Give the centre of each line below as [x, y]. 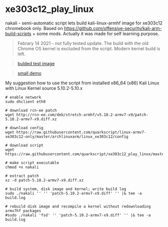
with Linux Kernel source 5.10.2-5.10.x [44, 88]
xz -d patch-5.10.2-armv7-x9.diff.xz [44, 180]
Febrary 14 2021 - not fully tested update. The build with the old [83, 43]
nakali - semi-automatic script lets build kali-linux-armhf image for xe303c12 [84, 23]
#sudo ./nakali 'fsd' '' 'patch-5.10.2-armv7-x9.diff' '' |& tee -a [78, 215]
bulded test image [36, 63]
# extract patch [22, 176]
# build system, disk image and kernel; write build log [66, 189]
